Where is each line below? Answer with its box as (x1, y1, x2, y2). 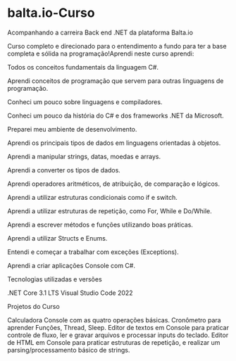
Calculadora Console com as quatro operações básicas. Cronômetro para (7, 315, 221, 324)
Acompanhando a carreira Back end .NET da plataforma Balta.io (7, 28, 194, 37)
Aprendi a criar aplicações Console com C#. (7, 261, 136, 270)
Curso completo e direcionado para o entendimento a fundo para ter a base (7, 42, 227, 50)
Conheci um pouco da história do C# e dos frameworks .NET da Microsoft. (7, 111, 224, 120)
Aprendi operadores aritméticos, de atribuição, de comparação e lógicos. (7, 179, 221, 188)
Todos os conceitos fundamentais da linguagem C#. (7, 63, 159, 71)
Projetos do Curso (7, 302, 60, 310)
